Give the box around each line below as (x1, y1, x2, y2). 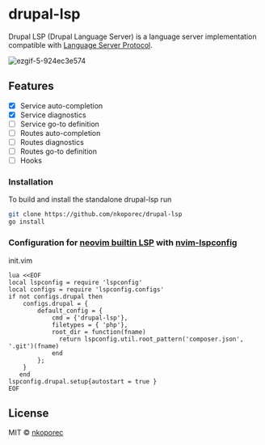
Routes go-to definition (19, 146, 97, 156)
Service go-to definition (19, 119, 99, 129)
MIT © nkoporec (8, 428, 64, 438)
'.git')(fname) (8, 341, 60, 350)
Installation (8, 176, 54, 188)
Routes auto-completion (19, 128, 101, 138)
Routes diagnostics (19, 138, 85, 146)
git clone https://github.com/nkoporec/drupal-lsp (8, 210, 183, 218)
